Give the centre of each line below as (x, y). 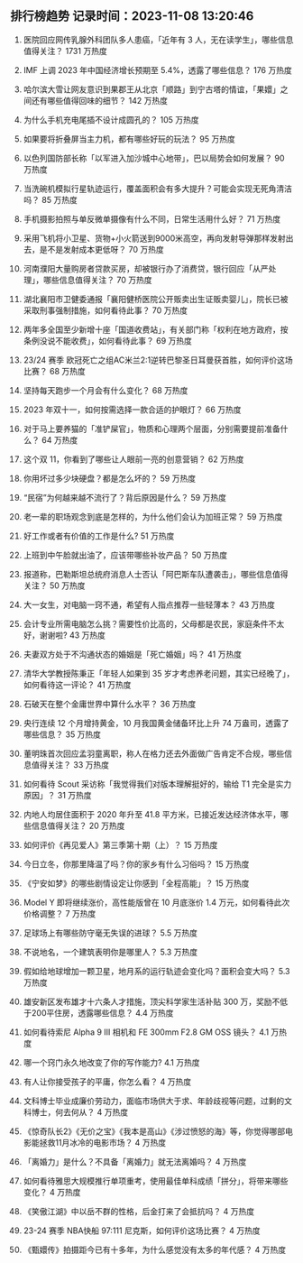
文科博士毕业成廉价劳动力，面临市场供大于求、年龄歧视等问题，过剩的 (154, 1101)
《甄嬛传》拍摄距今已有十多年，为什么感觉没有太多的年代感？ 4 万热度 (155, 1249)
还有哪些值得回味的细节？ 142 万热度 (99, 100)
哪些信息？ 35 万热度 (62, 734)
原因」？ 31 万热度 (58, 795)
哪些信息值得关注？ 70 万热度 (97, 280)
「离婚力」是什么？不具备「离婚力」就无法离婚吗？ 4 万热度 (135, 1161)
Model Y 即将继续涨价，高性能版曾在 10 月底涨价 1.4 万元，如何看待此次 (156, 902)
